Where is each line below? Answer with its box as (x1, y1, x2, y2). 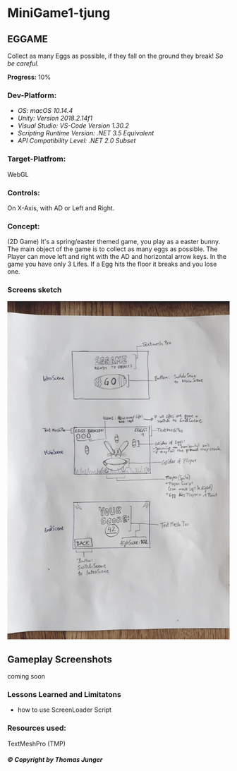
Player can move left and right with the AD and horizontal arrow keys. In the (7, 253, 227, 261)
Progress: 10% (7, 73, 51, 81)
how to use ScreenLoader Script (17, 705, 111, 714)
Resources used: (7, 723, 67, 733)
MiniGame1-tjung (7, 5, 111, 21)
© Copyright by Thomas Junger (7, 755, 103, 764)
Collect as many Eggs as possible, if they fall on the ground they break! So (7, 51, 224, 60)
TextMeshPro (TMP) (7, 739, 66, 748)
